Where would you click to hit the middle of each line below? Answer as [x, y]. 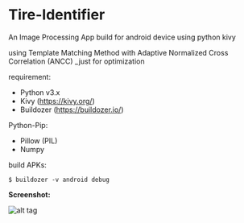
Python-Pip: [28, 125]
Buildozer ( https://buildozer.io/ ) [72, 109]
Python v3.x [40, 92]
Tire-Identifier [57, 15]
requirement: [29, 76]
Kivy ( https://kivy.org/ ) [57, 101]
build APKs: [27, 165]
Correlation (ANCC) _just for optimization [77, 61]
